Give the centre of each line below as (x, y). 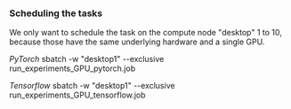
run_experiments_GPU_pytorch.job (73, 68)
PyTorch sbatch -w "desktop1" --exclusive (87, 59)
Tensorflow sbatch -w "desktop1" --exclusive (92, 86)
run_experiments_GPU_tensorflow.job (77, 95)
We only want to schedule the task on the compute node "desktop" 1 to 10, (145, 33)
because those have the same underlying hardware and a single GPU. (137, 42)
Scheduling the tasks (56, 13)
